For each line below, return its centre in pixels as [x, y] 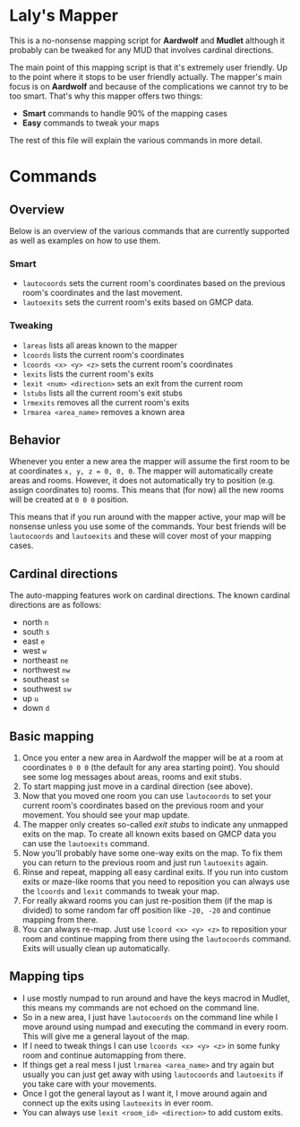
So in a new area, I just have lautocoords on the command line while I [150, 1017]
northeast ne [45, 661]
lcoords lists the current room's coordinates [103, 354]
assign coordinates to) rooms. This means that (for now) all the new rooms [147, 490]
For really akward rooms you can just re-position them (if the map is [147, 900]
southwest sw [47, 689]
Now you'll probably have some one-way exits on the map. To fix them [153, 853]
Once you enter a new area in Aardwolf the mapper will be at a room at [153, 758]
